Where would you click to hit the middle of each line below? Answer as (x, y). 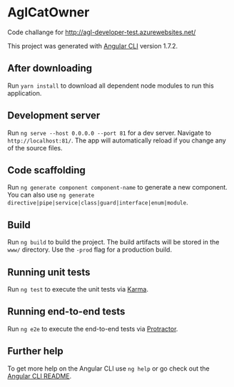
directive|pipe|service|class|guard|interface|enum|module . (98, 202)
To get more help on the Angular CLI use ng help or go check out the (108, 368)
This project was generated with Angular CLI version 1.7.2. (93, 46)
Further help (36, 351)
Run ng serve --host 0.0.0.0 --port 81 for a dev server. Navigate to (110, 133)
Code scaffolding (46, 170)
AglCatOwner (49, 12)
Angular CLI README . (40, 376)
